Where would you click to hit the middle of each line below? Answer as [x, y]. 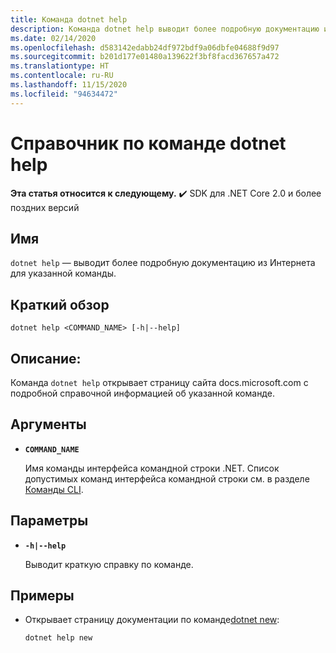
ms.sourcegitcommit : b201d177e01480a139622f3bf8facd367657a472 [145, 57]
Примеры [42, 596]
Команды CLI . [54, 489]
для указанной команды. [63, 273]
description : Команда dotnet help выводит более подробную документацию [165, 29]
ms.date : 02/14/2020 [53, 38]
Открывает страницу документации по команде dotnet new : [152, 620]
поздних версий [45, 207]
